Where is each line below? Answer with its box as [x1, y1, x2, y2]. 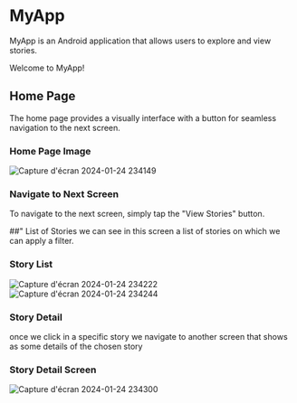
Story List [9, 258, 53, 271]
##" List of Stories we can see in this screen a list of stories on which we [9, 226, 281, 237]
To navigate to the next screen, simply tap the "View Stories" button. [9, 209, 265, 220]
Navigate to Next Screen [9, 187, 120, 200]
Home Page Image [9, 145, 91, 157]
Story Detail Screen [9, 363, 97, 376]
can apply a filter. [9, 236, 74, 247]
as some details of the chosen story [9, 341, 143, 351]
